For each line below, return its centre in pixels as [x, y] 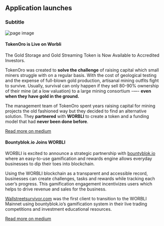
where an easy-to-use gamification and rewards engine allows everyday [79, 159]
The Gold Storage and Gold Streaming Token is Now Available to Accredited [82, 55]
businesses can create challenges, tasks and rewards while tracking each [80, 179]
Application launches [39, 8]
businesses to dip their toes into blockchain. [50, 164]
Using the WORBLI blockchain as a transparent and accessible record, [77, 173]
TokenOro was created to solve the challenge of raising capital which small [82, 70]
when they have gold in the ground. [42, 96]
